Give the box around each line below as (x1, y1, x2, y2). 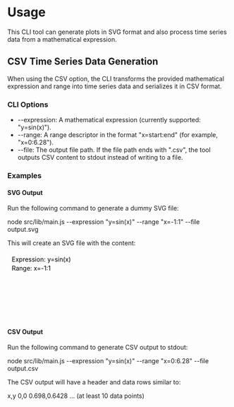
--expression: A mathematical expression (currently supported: (17, 116, 201, 124)
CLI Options (7, 100, 49, 110)
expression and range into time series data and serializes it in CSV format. (7, 82, 222, 90)
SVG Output (7, 188, 44, 196)
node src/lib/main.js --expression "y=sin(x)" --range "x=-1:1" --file (7, 218, 200, 226)
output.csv (7, 365, 39, 373)
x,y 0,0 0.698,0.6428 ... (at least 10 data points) (7, 391, 144, 400)
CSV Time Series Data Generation (7, 56, 159, 68)
